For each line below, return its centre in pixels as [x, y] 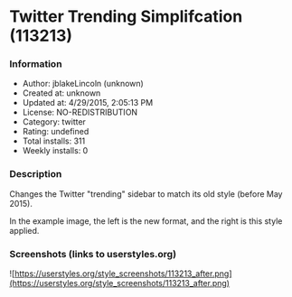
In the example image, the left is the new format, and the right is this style [146, 221]
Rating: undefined [56, 132]
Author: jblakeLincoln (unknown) [83, 84]
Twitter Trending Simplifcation [126, 17]
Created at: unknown [61, 93]
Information [36, 64]
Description [36, 174]
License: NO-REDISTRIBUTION [80, 112]
